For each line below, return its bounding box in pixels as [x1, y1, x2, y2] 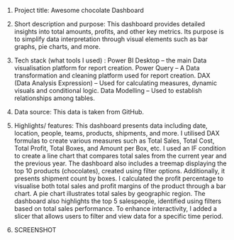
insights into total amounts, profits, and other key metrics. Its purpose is [13, 28, 225, 36]
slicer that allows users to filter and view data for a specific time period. [13, 212, 223, 220]
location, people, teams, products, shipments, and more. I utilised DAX [13, 129, 220, 137]
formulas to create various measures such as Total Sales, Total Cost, [13, 136, 215, 145]
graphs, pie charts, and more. [13, 43, 101, 50]
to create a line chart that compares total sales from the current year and [13, 152, 227, 160]
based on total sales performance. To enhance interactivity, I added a [13, 204, 218, 212]
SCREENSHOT [13, 226, 57, 234]
